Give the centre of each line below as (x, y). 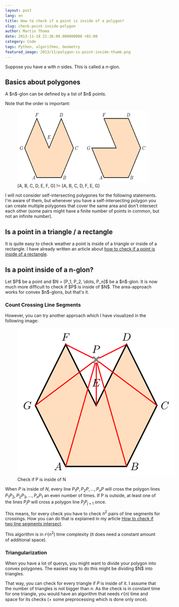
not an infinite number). (29, 216)
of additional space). (26, 540)
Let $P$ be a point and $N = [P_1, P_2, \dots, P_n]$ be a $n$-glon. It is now (81, 282)
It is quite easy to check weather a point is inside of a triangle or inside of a (81, 244)
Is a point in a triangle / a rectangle (59, 232)
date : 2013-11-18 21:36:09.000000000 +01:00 (51, 36)
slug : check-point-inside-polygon (41, 26)
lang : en (14, 16)
